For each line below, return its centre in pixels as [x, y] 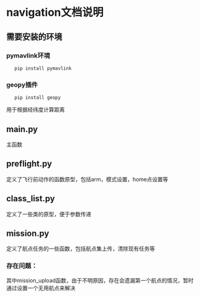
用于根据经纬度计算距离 [35, 110]
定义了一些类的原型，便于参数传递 [49, 214]
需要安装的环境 [34, 37]
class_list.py [31, 199]
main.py [22, 129]
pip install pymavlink [43, 68]
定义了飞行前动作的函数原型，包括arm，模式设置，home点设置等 [87, 179]
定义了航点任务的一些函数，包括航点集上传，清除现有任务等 [81, 249]
